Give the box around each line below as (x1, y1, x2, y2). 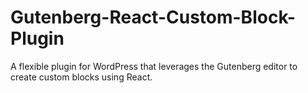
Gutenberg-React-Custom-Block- (10, 6, 297, 29)
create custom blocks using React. (10, 71, 153, 83)
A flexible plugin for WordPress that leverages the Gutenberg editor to (10, 60, 298, 72)
